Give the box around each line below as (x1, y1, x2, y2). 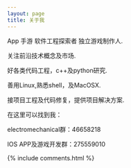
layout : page (7, 10, 45, 17)
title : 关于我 (7, 17, 45, 24)
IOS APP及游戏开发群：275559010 (7, 140, 106, 148)
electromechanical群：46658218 (7, 125, 101, 133)
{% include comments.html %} (7, 153, 95, 162)
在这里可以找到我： (7, 110, 62, 119)
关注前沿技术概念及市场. (7, 51, 76, 60)
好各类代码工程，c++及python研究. (7, 66, 107, 74)
